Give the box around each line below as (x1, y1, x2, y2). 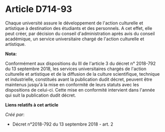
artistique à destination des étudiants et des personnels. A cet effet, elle (5, 25, 153, 31)
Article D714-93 (5, 3, 72, 15)
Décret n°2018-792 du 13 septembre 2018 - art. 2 (12, 121, 113, 127)
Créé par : (5, 111, 25, 118)
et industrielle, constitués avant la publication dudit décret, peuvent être (5, 76, 153, 82)
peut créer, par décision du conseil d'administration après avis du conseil (5, 30, 155, 36)
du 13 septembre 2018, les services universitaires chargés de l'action (5, 66, 147, 72)
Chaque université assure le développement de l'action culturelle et (5, 20, 143, 26)
